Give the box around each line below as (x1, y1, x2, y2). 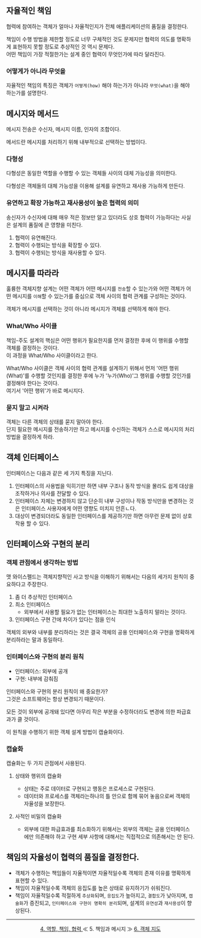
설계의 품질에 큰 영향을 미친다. (12, 221, 83, 228)
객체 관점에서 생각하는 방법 (6, 559, 79, 567)
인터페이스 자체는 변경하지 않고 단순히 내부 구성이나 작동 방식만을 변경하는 (14, 497, 188, 504)
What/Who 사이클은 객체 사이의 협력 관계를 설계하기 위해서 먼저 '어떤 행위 (6, 364, 179, 371)
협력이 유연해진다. (14, 233, 57, 241)
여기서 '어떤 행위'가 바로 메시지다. (6, 386, 85, 394)
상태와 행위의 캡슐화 (14, 772, 62, 780)
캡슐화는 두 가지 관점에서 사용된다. (6, 760, 86, 767)
